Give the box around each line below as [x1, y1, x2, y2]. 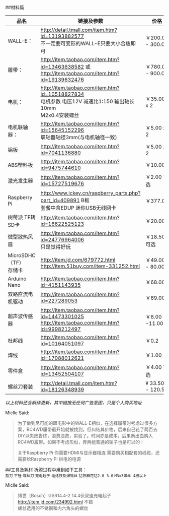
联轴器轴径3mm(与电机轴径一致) [40, 134, 117, 141]
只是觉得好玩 [40, 243, 71, 250]
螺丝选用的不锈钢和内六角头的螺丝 [17, 505, 89, 511]
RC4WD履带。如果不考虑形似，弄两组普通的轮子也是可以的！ [17, 439, 144, 445]
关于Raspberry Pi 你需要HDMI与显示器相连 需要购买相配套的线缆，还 [17, 450, 160, 456]
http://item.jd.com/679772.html [40, 256, 116, 263]
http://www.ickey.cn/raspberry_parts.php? [40, 189, 141, 197]
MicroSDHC [8, 252, 36, 259]
